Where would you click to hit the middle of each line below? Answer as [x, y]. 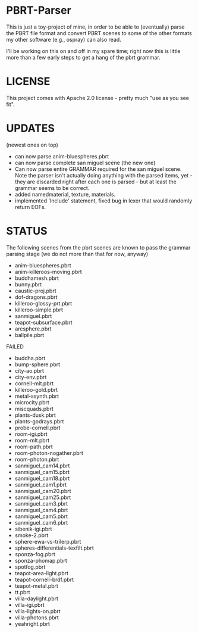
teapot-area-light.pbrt [42, 573]
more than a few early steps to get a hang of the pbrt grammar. [83, 57]
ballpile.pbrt [29, 335]
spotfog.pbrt [30, 567]
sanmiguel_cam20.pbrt [43, 491]
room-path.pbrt [34, 447]
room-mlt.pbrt [32, 440]
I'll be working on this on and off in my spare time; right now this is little [93, 51]
